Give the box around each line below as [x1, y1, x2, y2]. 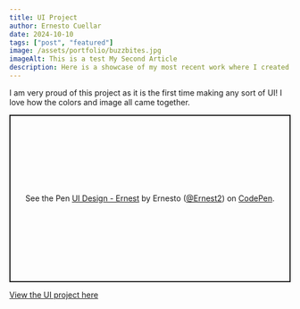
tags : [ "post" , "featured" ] [9, 38, 114, 47]
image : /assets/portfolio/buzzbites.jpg [9, 46, 162, 55]
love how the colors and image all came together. [9, 96, 190, 107]
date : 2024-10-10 [9, 29, 74, 38]
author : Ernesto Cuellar [9, 21, 102, 30]
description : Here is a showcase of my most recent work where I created [9, 63, 290, 72]
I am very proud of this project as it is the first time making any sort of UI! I [9, 87, 283, 98]
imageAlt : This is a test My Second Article [9, 54, 178, 63]
